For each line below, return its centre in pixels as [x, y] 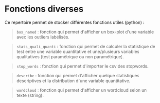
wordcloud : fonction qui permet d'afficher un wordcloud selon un [81, 90]
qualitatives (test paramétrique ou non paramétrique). [70, 56]
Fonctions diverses [44, 9]
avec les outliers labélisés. [43, 37]
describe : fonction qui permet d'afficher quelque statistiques [78, 75]
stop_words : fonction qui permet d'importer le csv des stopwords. [82, 66]
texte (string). [30, 95]
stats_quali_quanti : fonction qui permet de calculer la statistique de [86, 46]
